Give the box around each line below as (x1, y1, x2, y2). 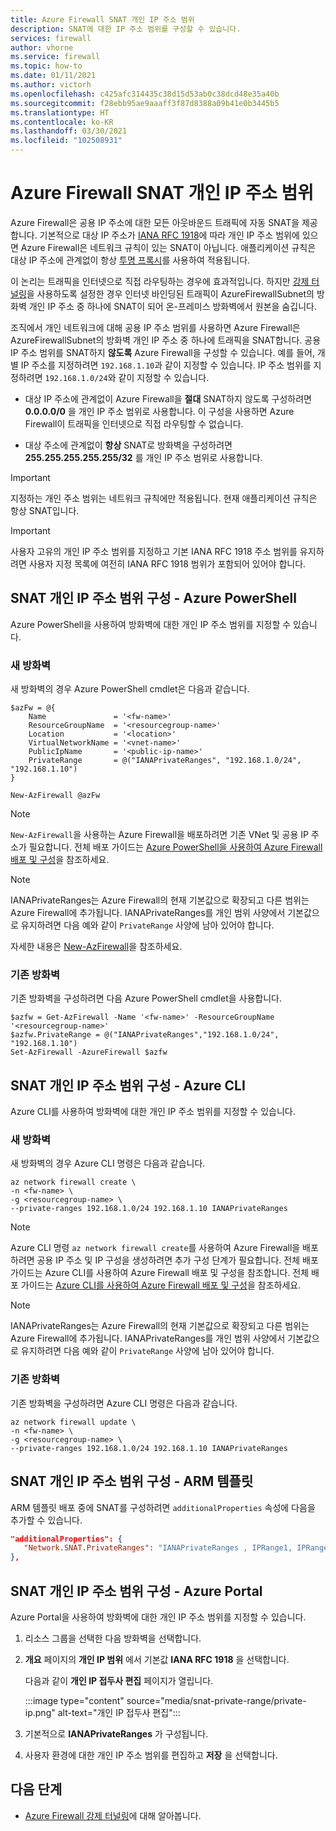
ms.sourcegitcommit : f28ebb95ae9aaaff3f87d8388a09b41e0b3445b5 (10, 98, 280, 108)
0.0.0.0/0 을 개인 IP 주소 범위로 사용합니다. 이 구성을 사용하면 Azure (24, 405, 295, 417)
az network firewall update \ (10, 1417, 137, 1427)
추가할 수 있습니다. (10, 1514, 83, 1526)
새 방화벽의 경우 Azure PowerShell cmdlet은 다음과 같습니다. (10, 683, 250, 695)
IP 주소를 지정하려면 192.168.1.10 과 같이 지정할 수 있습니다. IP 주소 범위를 (20, 359, 312, 371)
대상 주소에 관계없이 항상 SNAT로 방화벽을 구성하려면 (24, 439, 233, 451)
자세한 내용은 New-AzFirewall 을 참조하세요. (10, 941, 183, 953)
